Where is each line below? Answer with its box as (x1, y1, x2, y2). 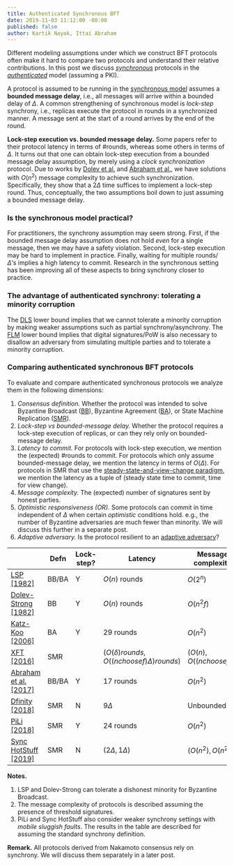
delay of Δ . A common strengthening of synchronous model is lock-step (7, 99, 214, 108)
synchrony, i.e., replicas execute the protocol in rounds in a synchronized (7, 107, 217, 115)
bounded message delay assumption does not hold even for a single (7, 237, 203, 245)
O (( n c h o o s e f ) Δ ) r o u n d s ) (103, 656, 181, 666)
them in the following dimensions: (7, 385, 104, 394)
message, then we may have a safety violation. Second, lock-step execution (7, 244, 226, 252)
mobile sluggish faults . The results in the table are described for (17, 822, 201, 830)
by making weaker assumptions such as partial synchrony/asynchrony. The (7, 322, 224, 331)
